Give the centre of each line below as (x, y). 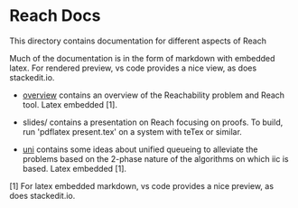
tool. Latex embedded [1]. (70, 104)
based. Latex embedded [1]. (74, 168)
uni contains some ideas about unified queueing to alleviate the (140, 149)
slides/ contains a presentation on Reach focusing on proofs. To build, (153, 122)
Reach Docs (55, 16)
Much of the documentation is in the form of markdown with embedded (142, 58)
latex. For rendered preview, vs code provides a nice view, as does (133, 68)
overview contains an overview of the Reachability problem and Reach (154, 95)
